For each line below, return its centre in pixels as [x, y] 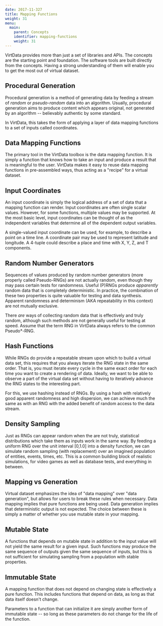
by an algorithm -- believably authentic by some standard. [63, 113]
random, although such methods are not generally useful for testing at [75, 321]
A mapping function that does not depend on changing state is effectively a [81, 589]
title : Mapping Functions [31, 14]
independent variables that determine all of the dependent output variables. [81, 223]
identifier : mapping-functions [45, 37]
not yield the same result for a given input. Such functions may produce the [81, 546]
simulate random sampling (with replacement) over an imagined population [80, 451]
